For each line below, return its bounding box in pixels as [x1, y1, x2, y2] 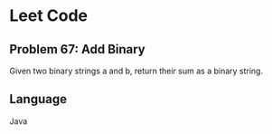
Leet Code [9, 5, 89, 26]
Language [9, 91, 68, 107]
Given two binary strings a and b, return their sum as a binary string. [9, 65, 264, 76]
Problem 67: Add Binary [9, 42, 146, 57]
